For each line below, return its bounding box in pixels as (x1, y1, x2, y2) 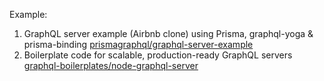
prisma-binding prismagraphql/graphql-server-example (23, 39, 254, 50)
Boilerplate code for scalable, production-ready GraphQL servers (23, 49, 293, 61)
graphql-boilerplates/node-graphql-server (23, 60, 199, 71)
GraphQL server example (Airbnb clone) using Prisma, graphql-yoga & (23, 28, 314, 39)
